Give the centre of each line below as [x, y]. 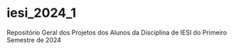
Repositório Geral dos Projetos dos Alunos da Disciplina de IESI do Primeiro [117, 32]
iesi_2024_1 [41, 13]
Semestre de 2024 [34, 39]
